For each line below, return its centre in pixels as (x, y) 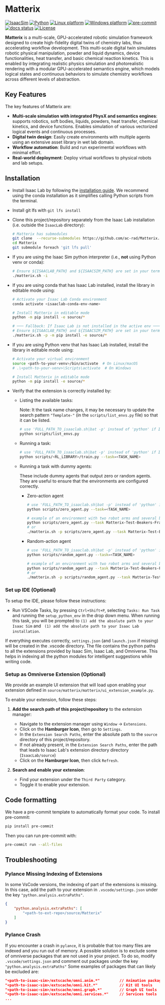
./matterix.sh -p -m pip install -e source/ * (59, 335)
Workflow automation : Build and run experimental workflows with (79, 147)
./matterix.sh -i (30, 276)
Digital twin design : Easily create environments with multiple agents (81, 137)
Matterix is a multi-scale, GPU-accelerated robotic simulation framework (79, 37)
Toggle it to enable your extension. (55, 784)
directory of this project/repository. (55, 739)
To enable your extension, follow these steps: (51, 699)
